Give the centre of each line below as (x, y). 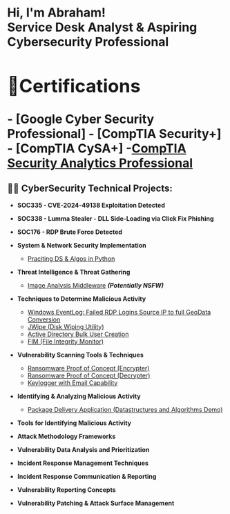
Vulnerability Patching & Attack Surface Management (96, 503)
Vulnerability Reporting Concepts (66, 490)
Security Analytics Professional (100, 163)
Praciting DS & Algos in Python (71, 258)
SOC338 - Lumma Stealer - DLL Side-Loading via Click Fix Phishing (115, 218)
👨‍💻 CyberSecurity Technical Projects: (90, 189)
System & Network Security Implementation (82, 245)
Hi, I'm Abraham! (56, 13)
